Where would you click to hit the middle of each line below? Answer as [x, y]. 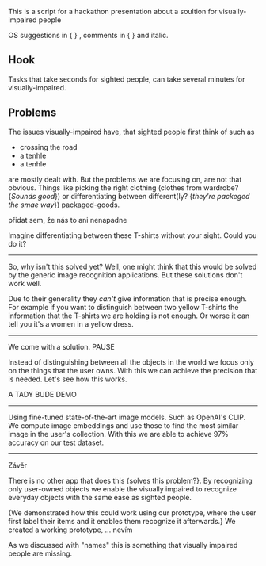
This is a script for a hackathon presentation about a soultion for [113, 11]
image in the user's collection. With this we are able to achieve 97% [119, 434]
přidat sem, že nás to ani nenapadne [68, 220]
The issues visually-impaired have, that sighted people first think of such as [131, 132]
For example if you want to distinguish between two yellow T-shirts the [123, 307]
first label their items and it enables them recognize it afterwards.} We [122, 521]
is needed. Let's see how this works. [68, 379]
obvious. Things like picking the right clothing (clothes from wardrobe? [123, 187]
